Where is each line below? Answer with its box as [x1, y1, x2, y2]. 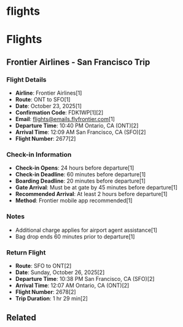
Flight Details [6, 75, 47, 84]
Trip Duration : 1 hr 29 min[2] [15, 294, 88, 302]
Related [6, 312, 37, 323]
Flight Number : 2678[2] [15, 288, 76, 296]
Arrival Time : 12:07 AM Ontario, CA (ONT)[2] [15, 282, 130, 289]
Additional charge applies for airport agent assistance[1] [15, 226, 158, 234]
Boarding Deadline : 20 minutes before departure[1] [15, 177, 146, 185]
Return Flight [6, 248, 46, 256]
